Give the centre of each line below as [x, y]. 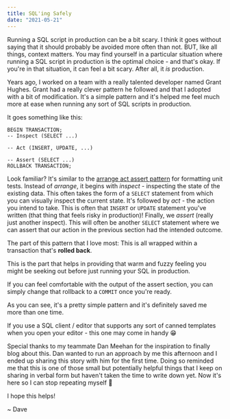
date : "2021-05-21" [35, 20]
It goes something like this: [45, 117]
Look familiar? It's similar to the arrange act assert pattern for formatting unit [115, 179]
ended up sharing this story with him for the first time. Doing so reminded [111, 361]
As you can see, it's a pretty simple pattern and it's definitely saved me [107, 305]
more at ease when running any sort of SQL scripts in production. [99, 104]
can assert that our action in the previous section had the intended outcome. [115, 229]
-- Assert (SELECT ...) [41, 160]
